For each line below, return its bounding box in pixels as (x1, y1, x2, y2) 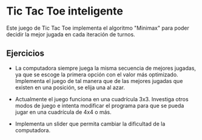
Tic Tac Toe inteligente (6, 4, 123, 18)
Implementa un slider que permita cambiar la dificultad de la (15, 120, 166, 127)
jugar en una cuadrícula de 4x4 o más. (15, 108, 112, 116)
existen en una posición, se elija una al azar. (15, 84, 126, 91)
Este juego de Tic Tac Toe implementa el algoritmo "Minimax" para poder (6, 24, 190, 32)
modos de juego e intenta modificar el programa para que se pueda (15, 102, 184, 109)
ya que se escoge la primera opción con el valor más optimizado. (15, 71, 178, 78)
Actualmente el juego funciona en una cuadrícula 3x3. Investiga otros (15, 95, 189, 102)
